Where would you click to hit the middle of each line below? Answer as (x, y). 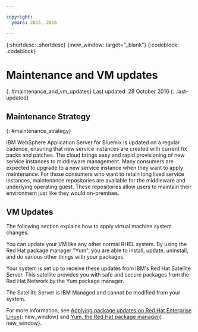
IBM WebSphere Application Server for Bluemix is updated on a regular (93, 142)
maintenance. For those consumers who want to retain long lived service (95, 174)
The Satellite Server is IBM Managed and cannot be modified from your (93, 293)
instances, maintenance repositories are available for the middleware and (96, 181)
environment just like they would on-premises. (63, 193)
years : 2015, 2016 (34, 22)
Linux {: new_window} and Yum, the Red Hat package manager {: (85, 317)
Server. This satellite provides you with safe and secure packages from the (98, 275)
